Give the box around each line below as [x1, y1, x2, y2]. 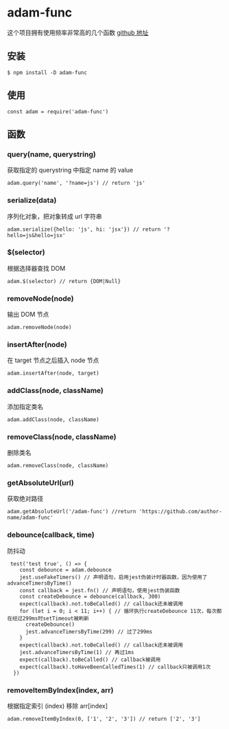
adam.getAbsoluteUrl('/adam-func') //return [7, 508, 136, 515]
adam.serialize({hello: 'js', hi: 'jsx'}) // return [7, 225, 161, 233]
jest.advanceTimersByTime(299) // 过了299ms [25, 628, 153, 635]
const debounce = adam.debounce [19, 566, 112, 573]
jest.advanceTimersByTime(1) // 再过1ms [19, 649, 134, 655]
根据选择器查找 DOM [7, 264, 66, 272]
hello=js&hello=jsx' [7, 232, 67, 238]
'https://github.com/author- [138, 508, 223, 515]
